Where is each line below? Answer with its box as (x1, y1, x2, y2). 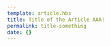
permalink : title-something (7, 22, 87, 29)
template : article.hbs (7, 9, 72, 17)
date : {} (7, 28, 32, 36)
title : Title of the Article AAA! (7, 16, 106, 23)
